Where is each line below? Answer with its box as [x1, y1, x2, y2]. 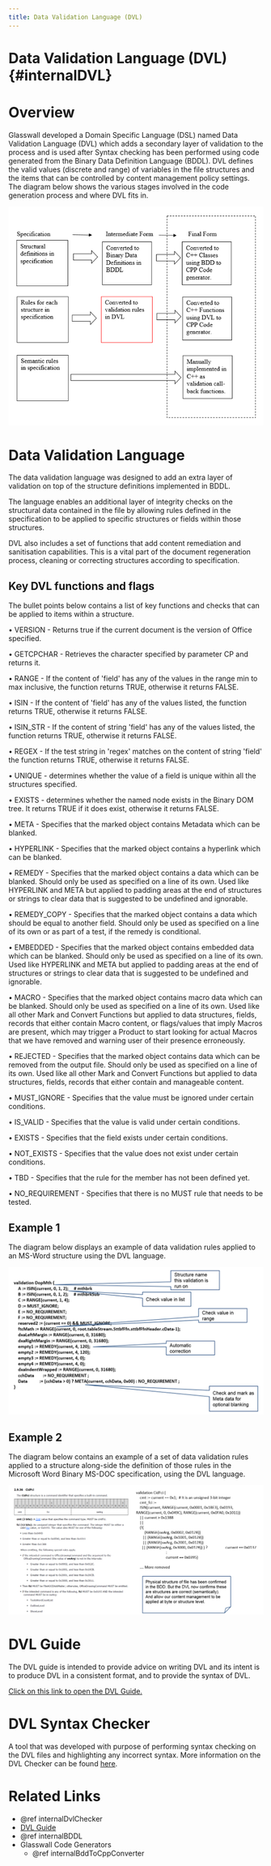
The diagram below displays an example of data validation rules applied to [8, 1242, 256, 1252]
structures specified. [8, 779, 78, 789]
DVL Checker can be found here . [8, 1758, 118, 1768]
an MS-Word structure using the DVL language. [8, 1251, 166, 1261]
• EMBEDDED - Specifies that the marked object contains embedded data [8, 942, 255, 952]
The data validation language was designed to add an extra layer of [8, 472, 233, 482]
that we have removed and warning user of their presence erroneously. [8, 1035, 246, 1045]
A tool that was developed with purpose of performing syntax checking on [8, 1741, 256, 1751]
